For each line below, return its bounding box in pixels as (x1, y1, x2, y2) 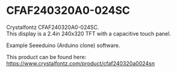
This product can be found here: (6, 53, 87, 60)
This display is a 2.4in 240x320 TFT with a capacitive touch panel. (6, 30, 172, 37)
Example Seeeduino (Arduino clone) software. (6, 42, 120, 49)
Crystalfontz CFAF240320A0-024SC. (6, 24, 99, 31)
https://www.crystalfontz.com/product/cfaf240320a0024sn (6, 60, 155, 67)
